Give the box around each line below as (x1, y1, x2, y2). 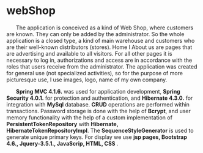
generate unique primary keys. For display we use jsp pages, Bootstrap (6, 133, 188, 141)
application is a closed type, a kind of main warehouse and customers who (6, 37, 195, 44)
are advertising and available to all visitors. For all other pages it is (6, 50, 172, 57)
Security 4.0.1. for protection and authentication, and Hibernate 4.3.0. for (6, 94, 193, 102)
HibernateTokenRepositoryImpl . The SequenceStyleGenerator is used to (6, 127, 194, 134)
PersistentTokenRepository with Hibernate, (6, 120, 119, 127)
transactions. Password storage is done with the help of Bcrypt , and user (6, 107, 191, 114)
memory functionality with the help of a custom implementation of (6, 114, 173, 121)
